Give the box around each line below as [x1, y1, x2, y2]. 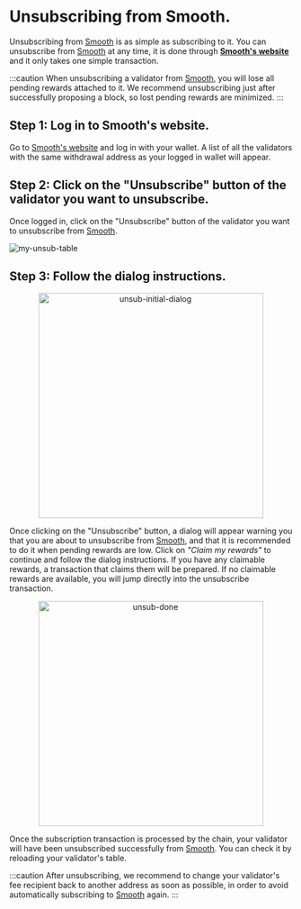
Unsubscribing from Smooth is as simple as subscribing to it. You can [9, 36, 267, 47]
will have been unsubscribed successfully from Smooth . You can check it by [9, 843, 292, 854]
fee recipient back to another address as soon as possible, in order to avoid [9, 880, 289, 891]
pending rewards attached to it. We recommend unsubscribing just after [9, 82, 276, 93]
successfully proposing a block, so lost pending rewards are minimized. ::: [9, 92, 284, 103]
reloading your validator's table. [9, 853, 128, 864]
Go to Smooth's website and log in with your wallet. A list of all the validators [9, 141, 293, 152]
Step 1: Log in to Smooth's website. [9, 118, 209, 133]
